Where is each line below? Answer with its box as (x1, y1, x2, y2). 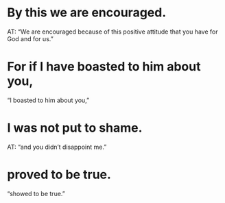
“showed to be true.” (7, 189, 65, 198)
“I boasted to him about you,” (7, 96, 90, 104)
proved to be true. (7, 167, 112, 182)
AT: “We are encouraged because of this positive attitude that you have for (7, 27, 218, 36)
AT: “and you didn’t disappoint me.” (7, 143, 107, 151)
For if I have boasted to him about (7, 59, 201, 75)
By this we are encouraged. (7, 5, 167, 21)
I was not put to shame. (7, 120, 143, 136)
